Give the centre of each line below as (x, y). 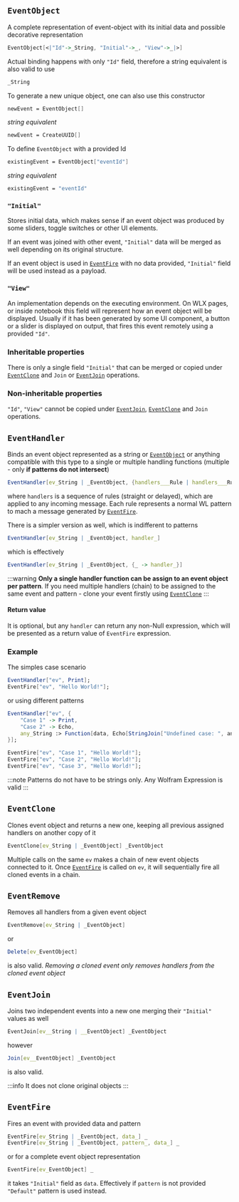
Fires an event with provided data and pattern (74, 1123)
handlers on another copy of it (52, 832)
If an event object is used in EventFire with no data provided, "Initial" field (119, 264)
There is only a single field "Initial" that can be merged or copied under (115, 367)
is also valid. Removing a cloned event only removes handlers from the (111, 965)
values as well (28, 1019)
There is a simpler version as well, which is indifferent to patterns (103, 525)
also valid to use (31, 69)
